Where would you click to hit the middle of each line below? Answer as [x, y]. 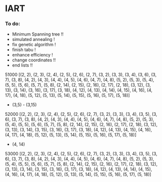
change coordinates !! [34, 60]
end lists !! [22, 65]
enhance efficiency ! [32, 55]
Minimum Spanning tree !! [38, 34]
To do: [13, 24]
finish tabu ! [24, 50]
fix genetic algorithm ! [34, 45]
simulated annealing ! [33, 39]
